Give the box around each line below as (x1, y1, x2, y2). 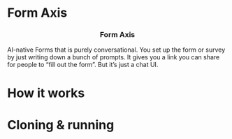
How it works (7, 85, 85, 101)
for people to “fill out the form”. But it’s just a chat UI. (7, 61, 159, 69)
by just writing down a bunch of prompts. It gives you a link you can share (7, 53, 220, 61)
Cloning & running (7, 117, 115, 133)
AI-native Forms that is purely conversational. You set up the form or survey (7, 45, 226, 54)
